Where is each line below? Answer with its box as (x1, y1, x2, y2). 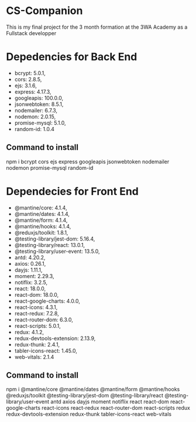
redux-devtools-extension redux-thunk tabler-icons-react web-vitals (6, 411, 171, 418)
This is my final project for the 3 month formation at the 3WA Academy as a (6, 23, 188, 30)
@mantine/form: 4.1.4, (14, 217, 68, 224)
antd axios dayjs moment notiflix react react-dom (50, 398, 169, 405)
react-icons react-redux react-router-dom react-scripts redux (42, 404, 190, 411)
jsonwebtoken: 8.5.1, (14, 101, 64, 108)
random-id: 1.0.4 (14, 125, 54, 132)
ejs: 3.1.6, (14, 82, 37, 89)
